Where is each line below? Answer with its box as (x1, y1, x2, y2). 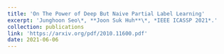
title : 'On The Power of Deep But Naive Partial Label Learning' (7, 10, 205, 18)
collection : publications (7, 23, 84, 30)
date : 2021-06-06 (7, 36, 59, 43)
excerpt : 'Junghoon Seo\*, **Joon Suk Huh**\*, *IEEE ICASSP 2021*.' (7, 17, 218, 24)
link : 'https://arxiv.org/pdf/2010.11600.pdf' (7, 29, 148, 37)
